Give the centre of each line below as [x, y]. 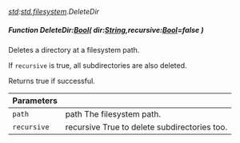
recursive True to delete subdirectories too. [146, 127]
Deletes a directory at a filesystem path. [74, 50]
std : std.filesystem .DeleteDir [54, 12]
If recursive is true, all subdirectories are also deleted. [98, 65]
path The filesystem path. [113, 113]
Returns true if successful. [52, 81]
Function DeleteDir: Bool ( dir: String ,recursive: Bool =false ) [106, 30]
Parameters [35, 101]
